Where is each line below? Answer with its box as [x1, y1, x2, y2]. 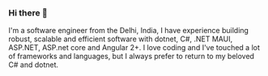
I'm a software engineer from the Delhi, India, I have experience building [8, 26, 249, 36]
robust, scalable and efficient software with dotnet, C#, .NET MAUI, [8, 34, 233, 44]
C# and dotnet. [8, 60, 59, 70]
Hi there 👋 [8, 7, 49, 19]
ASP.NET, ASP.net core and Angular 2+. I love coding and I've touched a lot [8, 43, 261, 53]
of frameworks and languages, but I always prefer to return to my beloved [8, 52, 255, 61]
